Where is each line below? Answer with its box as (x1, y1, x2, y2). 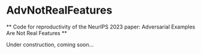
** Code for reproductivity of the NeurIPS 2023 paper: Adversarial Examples (6, 23, 196, 30)
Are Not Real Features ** (6, 29, 67, 36)
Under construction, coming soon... (6, 41, 94, 48)
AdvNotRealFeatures (6, 4, 113, 17)
